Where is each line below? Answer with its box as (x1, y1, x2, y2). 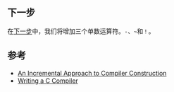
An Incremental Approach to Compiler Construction (17, 69, 167, 77)
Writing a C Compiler (17, 76, 79, 85)
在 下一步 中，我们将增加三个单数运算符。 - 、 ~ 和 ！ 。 (7, 27, 155, 35)
